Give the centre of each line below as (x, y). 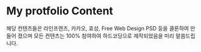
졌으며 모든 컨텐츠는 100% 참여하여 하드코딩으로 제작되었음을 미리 (96, 36)
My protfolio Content (60, 11)
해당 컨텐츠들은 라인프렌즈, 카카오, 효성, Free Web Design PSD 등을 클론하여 (98, 28)
